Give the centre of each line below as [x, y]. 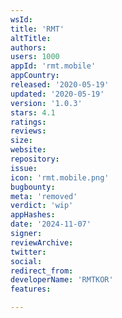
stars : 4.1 [33, 112]
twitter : [28, 252]
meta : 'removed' [44, 196]
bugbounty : [33, 187]
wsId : [21, 19]
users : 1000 [35, 57]
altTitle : [31, 38]
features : [31, 289]
